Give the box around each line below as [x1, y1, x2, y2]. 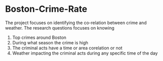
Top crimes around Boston [12, 34, 67, 40]
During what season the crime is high [12, 39, 88, 45]
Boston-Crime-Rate [5, 3, 87, 15]
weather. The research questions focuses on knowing [5, 25, 115, 30]
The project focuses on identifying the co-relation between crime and [5, 20, 147, 26]
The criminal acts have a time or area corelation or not [12, 45, 122, 51]
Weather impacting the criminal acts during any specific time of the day [12, 50, 158, 56]
